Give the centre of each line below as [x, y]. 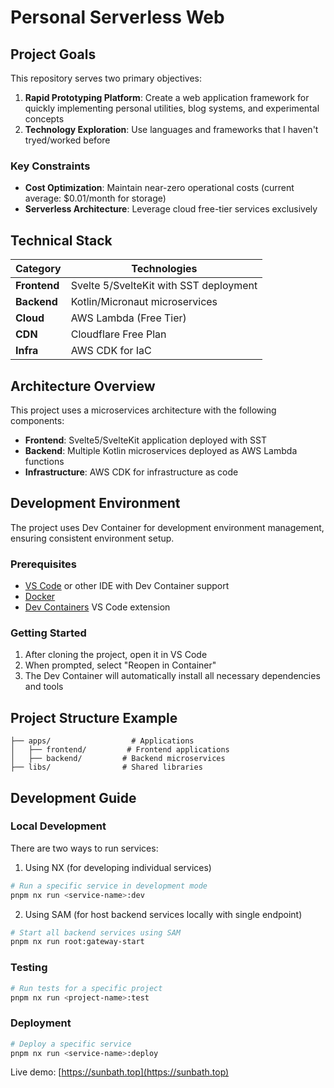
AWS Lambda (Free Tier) [128, 318]
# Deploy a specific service [71, 1044]
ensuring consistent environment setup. [92, 538]
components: [37, 420]
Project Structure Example [94, 717]
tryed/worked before [67, 140]
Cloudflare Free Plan [118, 334]
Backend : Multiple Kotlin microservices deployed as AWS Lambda [161, 450]
